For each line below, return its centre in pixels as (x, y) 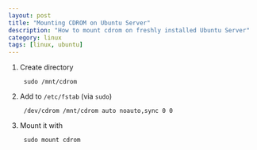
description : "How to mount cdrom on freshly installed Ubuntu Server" (129, 30)
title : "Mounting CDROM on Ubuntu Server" (79, 23)
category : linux (35, 37)
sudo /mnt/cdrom (50, 82)
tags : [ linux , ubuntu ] (46, 45)
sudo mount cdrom (52, 140)
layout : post (30, 15)
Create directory (46, 67)
